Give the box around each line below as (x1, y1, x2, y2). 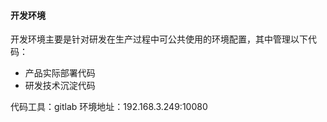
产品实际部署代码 (24, 67, 96, 79)
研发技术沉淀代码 (24, 80, 96, 92)
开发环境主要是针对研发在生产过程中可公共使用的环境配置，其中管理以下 (10, 33, 308, 45)
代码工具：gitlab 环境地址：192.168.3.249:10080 (10, 101, 208, 113)
